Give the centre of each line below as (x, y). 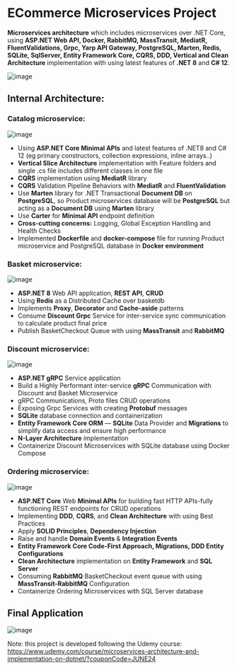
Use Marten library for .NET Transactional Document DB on (105, 193)
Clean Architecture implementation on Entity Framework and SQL (115, 561)
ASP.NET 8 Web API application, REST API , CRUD (91, 293)
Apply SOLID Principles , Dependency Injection (87, 531)
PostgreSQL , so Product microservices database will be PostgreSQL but (123, 200)
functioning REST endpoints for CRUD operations (89, 508)
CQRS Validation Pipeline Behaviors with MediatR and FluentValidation (122, 185)
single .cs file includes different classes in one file (90, 171)
